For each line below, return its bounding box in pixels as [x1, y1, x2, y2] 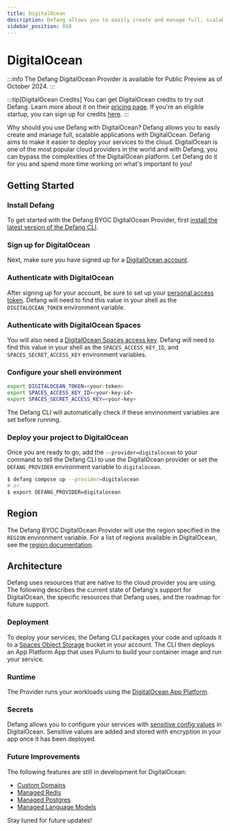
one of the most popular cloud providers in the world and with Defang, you [7, 145, 218, 154]
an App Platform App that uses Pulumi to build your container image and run [7, 647, 222, 655]
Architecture [7, 560, 63, 572]
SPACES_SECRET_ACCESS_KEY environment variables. [7, 350, 147, 359]
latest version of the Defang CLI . [7, 224, 99, 231]
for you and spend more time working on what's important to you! [7, 160, 192, 168]
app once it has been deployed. [7, 735, 97, 743]
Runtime [7, 672, 36, 682]
